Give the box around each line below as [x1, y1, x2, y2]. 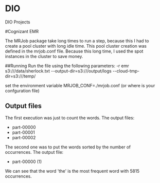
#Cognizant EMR [5, 28, 39, 34]
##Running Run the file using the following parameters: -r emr [5, 63, 129, 69]
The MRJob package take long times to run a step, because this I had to [5, 37, 149, 44]
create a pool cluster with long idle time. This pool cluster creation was [5, 43, 147, 49]
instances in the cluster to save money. [5, 53, 84, 59]
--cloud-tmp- [112, 68, 140, 73]
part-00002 [12, 134, 36, 140]
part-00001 [12, 129, 35, 135]
